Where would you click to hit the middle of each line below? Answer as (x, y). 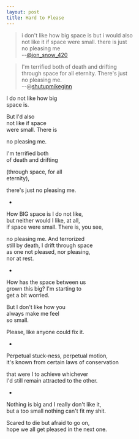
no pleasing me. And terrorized (45, 239)
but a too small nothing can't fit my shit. (56, 411)
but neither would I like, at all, (43, 220)
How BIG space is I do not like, (45, 214)
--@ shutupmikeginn (47, 86)
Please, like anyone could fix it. (45, 332)
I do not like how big (32, 98)
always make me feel (33, 313)
